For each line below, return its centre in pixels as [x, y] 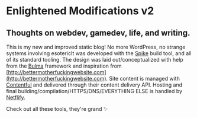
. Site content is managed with [143, 79]
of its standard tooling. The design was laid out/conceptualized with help [95, 60]
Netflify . [16, 97]
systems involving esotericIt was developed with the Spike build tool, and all [99, 53]
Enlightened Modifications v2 [80, 11]
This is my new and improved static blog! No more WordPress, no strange [96, 47]
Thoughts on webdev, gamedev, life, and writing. [98, 33]
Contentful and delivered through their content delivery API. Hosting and [94, 85]
